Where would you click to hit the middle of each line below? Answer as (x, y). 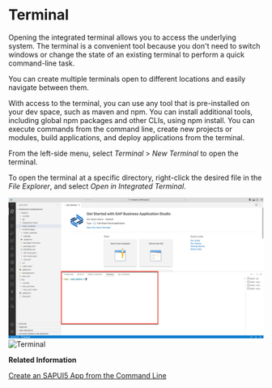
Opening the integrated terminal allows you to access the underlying (122, 37)
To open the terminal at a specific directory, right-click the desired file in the (135, 177)
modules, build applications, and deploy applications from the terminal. (127, 137)
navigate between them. (49, 87)
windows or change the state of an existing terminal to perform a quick (127, 54)
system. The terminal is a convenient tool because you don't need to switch (134, 45)
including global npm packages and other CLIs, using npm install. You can (132, 120)
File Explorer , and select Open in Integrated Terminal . (97, 186)
